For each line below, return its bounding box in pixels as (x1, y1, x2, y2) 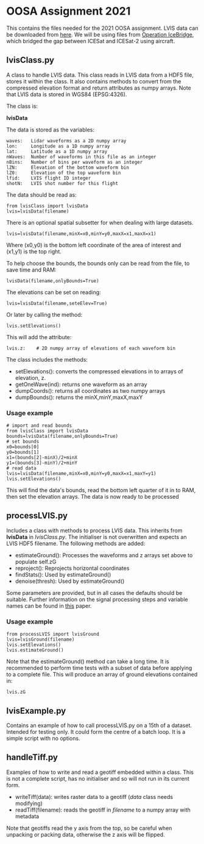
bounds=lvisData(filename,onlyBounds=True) (6, 434, 119, 440)
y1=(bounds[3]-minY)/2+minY (6, 460, 78, 466)
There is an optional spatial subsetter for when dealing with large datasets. (6, 219, 194, 226)
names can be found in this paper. (6, 602, 92, 610)
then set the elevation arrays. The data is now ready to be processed (6, 493, 180, 501)
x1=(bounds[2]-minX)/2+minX (6, 455, 78, 461)
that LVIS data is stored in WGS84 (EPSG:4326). (6, 90, 127, 98)
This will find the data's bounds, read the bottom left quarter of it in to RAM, (6, 487, 196, 494)
